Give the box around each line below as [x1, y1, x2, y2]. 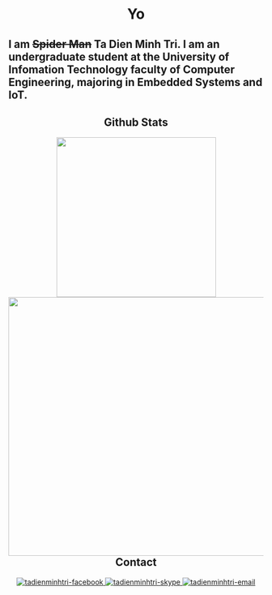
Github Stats [104, 115, 168, 129]
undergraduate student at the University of [8, 50, 230, 63]
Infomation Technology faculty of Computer [8, 63, 236, 76]
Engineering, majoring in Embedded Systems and [8, 75, 263, 89]
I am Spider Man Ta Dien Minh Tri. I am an [8, 37, 220, 51]
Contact [115, 555, 157, 569]
